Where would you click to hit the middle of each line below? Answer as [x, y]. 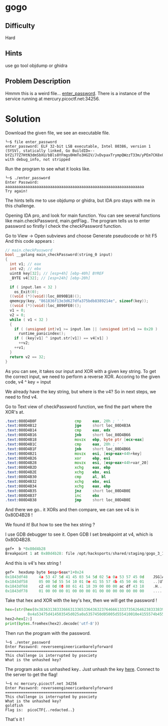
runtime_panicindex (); [42, 334]
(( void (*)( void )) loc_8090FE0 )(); [45, 306]
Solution [23, 119]
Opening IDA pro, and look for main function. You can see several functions [83, 215]
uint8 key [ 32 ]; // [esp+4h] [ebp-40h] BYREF [57, 273]
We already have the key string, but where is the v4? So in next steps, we [81, 392]
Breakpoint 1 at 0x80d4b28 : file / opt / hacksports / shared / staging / [76, 554]
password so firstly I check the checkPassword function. [64, 226]
